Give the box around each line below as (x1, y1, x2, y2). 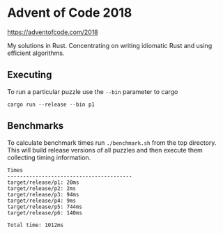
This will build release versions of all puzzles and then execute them (7, 146, 203, 154)
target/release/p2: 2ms (7, 185, 77, 192)
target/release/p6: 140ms (7, 209, 82, 217)
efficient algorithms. (7, 49, 65, 57)
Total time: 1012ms (7, 221, 64, 228)
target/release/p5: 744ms (7, 203, 82, 210)
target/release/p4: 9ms (7, 197, 77, 204)
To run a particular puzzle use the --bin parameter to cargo (7, 87, 178, 95)
